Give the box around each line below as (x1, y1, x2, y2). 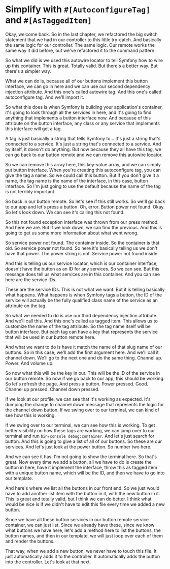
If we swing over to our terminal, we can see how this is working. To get (5, 422, 156, 428)
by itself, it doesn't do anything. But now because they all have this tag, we (5, 146, 161, 152)
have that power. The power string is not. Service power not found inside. (5, 250, 159, 256)
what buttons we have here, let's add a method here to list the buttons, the (5, 527, 161, 533)
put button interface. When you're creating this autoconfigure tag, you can (5, 167, 161, 173)
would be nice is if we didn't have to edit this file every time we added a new (5, 501, 165, 507)
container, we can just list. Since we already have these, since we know (5, 522, 155, 528)
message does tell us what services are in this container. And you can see (5, 271, 160, 277)
